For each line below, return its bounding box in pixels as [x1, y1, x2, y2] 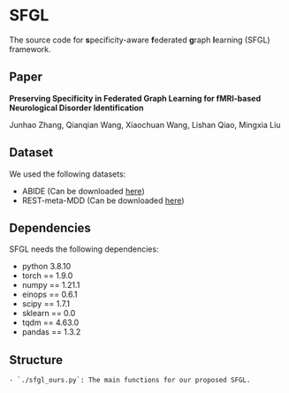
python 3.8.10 [21, 261, 72, 272]
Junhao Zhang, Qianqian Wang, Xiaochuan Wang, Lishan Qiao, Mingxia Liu [9, 119, 281, 130]
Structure [9, 352, 64, 367]
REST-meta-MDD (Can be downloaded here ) [21, 195, 185, 206]
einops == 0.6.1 [21, 289, 78, 300]
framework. [9, 43, 51, 54]
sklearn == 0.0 [21, 308, 76, 319]
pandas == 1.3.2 [21, 327, 81, 337]
